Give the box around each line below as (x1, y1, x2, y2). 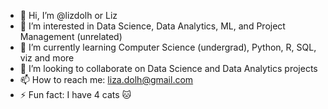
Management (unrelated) (19, 31, 123, 42)
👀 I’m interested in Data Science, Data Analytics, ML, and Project (19, 20, 286, 32)
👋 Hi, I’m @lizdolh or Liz (19, 10, 118, 21)
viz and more (19, 52, 75, 64)
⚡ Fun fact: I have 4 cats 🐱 (19, 89, 132, 100)
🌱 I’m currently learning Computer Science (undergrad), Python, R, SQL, (19, 41, 317, 53)
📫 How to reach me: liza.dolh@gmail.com (19, 74, 194, 85)
